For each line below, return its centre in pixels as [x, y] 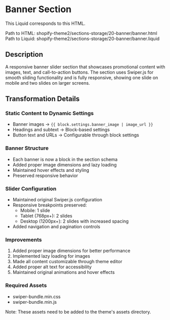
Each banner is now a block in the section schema [65, 159]
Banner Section [39, 9]
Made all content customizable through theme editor [67, 262]
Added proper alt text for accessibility [52, 267]
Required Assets [26, 286]
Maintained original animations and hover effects [64, 272]
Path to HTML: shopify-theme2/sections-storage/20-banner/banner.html [81, 33]
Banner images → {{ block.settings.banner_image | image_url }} [83, 124]
